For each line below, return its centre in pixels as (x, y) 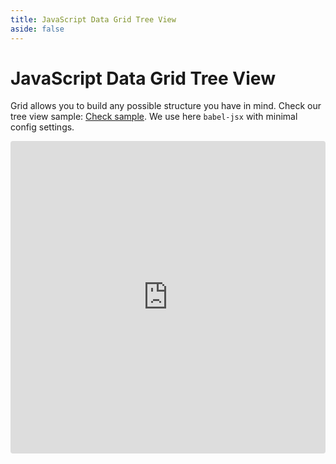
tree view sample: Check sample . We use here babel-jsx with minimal (154, 117)
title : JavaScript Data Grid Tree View (93, 19)
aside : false (37, 29)
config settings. (42, 127)
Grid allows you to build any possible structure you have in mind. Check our (166, 106)
